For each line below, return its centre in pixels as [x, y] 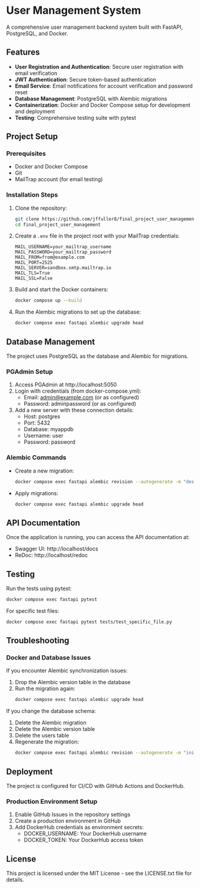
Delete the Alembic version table [55, 729]
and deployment [35, 111]
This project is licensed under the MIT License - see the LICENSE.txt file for [99, 874]
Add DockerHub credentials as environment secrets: [79, 827]
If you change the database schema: [51, 711]
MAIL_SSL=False [34, 279]
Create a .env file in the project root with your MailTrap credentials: [97, 236]
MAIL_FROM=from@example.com [50, 258]
